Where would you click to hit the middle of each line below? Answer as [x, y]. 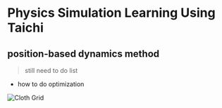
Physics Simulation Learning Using [112, 13]
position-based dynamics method [84, 54]
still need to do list [51, 70]
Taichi [25, 28]
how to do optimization [51, 84]
